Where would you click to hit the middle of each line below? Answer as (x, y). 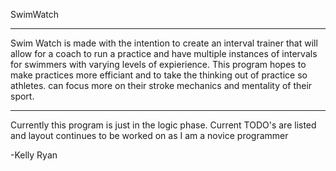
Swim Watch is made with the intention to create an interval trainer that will (164, 43)
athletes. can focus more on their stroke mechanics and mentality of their (161, 85)
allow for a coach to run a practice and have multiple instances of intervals (164, 53)
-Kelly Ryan (34, 155)
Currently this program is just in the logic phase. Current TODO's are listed (163, 125)
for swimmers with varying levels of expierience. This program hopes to (158, 64)
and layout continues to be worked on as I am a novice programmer (149, 135)
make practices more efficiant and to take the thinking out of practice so (159, 75)
